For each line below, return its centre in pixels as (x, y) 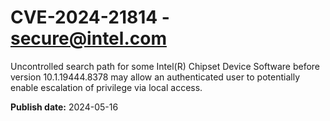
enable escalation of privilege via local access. (106, 87)
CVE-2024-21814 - (90, 17)
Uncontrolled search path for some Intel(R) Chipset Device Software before (165, 66)
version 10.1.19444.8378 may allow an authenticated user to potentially (155, 77)
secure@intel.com (88, 38)
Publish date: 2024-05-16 (64, 107)
